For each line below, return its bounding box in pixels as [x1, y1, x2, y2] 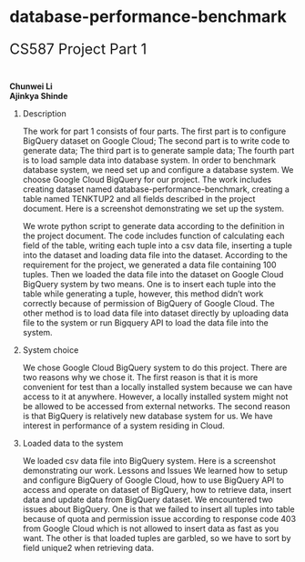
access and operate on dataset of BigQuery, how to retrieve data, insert [22, 485, 292, 496]
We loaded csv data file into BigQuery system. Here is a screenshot [22, 456, 276, 467]
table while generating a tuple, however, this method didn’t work [22, 288, 264, 299]
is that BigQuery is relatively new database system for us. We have [22, 411, 273, 422]
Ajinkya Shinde [9, 91, 68, 102]
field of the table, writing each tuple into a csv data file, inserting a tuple [22, 240, 293, 251]
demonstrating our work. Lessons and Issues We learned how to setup [22, 466, 289, 477]
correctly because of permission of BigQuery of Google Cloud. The [22, 298, 275, 309]
